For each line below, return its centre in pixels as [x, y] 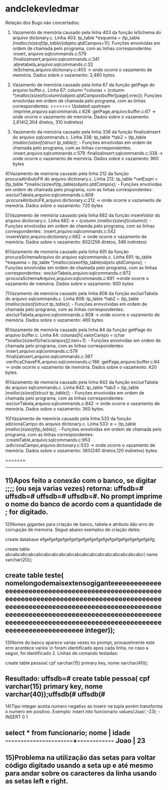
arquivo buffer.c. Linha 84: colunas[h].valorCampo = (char [65, 335]
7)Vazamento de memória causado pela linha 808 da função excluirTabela [81, 293]
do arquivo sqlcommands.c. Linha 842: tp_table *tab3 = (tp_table [72, 387]
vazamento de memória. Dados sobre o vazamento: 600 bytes [69, 284]
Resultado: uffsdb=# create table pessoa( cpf [77, 678]
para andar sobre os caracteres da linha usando [81, 773]
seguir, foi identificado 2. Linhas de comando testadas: [62, 653]
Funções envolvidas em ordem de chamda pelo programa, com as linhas [80, 226]
